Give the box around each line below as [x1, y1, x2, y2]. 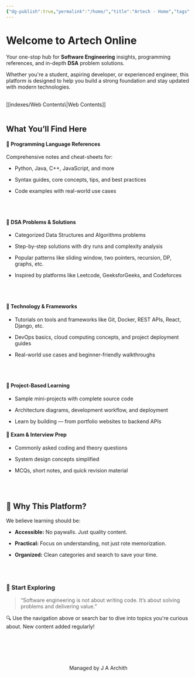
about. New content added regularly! [6, 623, 95, 630]
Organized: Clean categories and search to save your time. [14, 551, 158, 558]
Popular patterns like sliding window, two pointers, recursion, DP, [14, 254, 172, 261]
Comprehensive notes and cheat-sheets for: [6, 154, 113, 161]
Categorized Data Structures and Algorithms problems [14, 232, 146, 239]
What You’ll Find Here [6, 124, 87, 134]
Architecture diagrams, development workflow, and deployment [14, 406, 169, 413]
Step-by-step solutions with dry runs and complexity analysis [14, 243, 163, 250]
